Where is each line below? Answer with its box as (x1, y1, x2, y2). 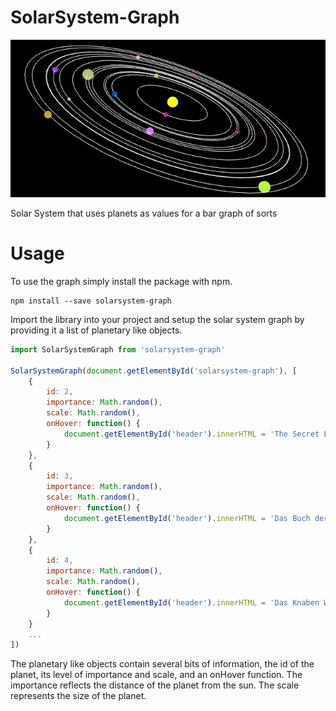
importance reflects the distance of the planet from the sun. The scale (10, 679, 300, 691)
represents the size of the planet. (10, 690, 147, 702)
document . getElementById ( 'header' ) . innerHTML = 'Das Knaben (63, 597, 320, 608)
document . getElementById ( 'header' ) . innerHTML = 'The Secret (63, 429, 320, 439)
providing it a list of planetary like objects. (10, 324, 183, 336)
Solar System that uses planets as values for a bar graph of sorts (10, 207, 278, 219)
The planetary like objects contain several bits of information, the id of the (10, 658, 315, 670)
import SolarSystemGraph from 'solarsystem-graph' (10, 344, 226, 355)
